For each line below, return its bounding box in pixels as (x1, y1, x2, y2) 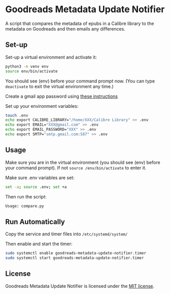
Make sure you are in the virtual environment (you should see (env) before (5, 159, 161, 165)
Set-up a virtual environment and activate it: (5, 54, 97, 60)
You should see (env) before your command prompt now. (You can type (5, 78, 155, 84)
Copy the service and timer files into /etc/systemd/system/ (5, 231, 128, 237)
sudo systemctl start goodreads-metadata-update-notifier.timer (5, 255, 144, 260)
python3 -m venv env (5, 64, 49, 69)
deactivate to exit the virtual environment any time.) (5, 83, 114, 90)
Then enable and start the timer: (5, 241, 73, 247)
